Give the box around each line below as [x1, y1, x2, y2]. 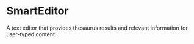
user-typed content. [6, 30, 57, 37]
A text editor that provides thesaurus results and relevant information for [6, 24, 188, 31]
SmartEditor [6, 4, 69, 18]
